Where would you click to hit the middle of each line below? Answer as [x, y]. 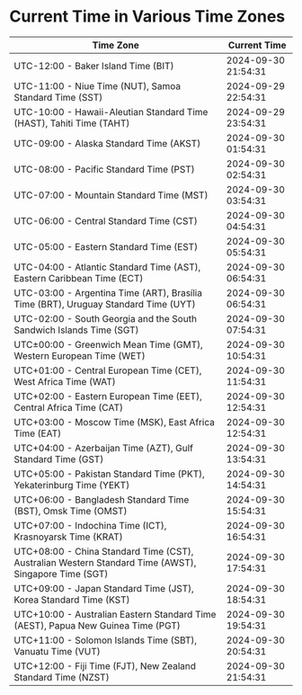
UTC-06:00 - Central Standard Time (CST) [106, 220]
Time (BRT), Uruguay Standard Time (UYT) [105, 304]
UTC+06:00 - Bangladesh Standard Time [102, 499]
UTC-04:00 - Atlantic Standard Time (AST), [107, 267]
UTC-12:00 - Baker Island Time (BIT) [94, 66]
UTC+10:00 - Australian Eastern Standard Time [115, 614]
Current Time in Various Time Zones [147, 17]
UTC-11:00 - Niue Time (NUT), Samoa [98, 85]
